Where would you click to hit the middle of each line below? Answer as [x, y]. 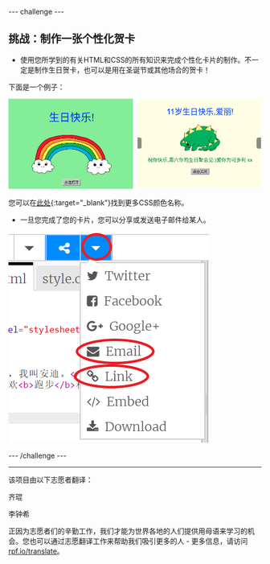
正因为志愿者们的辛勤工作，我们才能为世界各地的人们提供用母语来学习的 [128, 531]
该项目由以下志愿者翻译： [51, 480]
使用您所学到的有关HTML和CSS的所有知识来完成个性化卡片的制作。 [132, 60]
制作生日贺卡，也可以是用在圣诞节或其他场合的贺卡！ [122, 70]
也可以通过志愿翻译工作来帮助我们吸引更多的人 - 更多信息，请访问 [139, 541]
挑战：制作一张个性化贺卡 [72, 39]
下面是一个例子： [37, 87]
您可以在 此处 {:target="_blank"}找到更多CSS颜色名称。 [98, 202]
